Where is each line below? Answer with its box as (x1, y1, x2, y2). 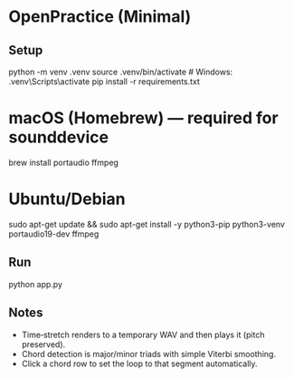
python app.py (8, 278, 63, 289)
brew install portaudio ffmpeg (8, 157, 119, 168)
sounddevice (8, 127, 109, 148)
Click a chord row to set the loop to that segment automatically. (21, 358, 259, 369)
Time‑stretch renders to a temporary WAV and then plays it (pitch (21, 329, 265, 340)
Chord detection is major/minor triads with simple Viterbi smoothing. (21, 348, 277, 359)
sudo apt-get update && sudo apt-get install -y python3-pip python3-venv (8, 218, 286, 229)
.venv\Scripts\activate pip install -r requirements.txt (8, 76, 201, 87)
